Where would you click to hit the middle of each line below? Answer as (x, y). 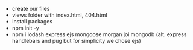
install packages (32, 21)
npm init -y (25, 28)
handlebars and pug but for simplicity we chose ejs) (77, 41)
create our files (31, 9)
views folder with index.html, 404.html (59, 15)
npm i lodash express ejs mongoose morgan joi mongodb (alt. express (99, 34)
